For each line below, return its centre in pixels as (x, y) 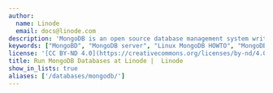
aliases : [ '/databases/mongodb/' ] (67, 76)
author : (22, 16)
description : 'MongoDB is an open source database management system (129, 38)
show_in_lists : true (43, 69)
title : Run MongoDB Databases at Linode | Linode (96, 61)
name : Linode (38, 23)
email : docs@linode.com (56, 31)
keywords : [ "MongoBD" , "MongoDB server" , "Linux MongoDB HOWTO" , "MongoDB (138, 46)
